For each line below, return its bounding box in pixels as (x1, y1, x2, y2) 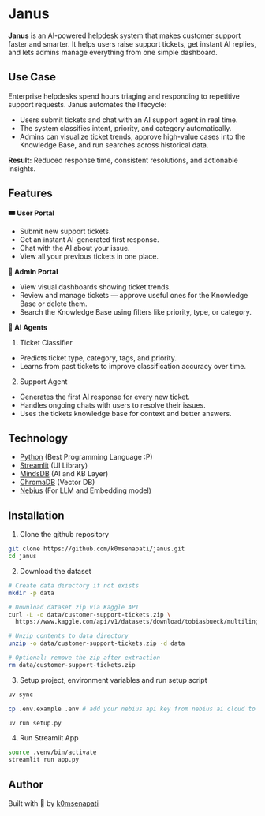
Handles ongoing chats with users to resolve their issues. (19, 400, 207, 410)
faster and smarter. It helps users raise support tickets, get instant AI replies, (8, 39, 256, 48)
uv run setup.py (8, 719, 62, 727)
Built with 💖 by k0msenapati (8, 799, 99, 808)
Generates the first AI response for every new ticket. (19, 392, 191, 401)
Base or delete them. (19, 299, 88, 308)
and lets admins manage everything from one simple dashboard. (8, 47, 218, 57)
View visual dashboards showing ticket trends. (19, 281, 171, 292)
